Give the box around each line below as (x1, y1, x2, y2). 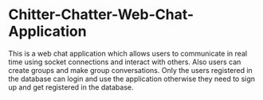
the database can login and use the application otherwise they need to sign (8, 74, 256, 83)
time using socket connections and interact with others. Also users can (8, 57, 241, 67)
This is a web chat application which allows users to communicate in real (8, 48, 248, 58)
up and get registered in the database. (8, 82, 134, 92)
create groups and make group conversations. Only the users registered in (8, 65, 253, 75)
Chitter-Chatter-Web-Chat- (8, 6, 194, 24)
